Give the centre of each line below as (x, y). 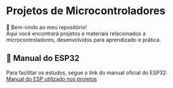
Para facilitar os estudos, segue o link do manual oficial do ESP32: (87, 73)
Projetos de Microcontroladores (86, 11)
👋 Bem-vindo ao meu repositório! (47, 27)
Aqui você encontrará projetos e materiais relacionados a (76, 33)
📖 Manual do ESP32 (43, 58)
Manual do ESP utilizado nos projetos (52, 79)
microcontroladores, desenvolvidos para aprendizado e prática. (84, 40)
